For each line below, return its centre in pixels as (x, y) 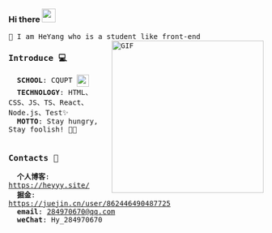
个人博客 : (33, 176)
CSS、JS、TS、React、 (49, 102)
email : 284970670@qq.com (66, 211)
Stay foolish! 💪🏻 (42, 129)
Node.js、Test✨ (38, 112)
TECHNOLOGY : (40, 92)
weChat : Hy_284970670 (59, 220)
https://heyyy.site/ (49, 185)
